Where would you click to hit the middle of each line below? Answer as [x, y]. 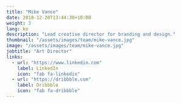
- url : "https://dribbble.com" [51, 79]
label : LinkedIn [38, 68]
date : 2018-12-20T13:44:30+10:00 [49, 18]
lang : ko [17, 29]
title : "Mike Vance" [33, 12]
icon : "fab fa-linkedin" [49, 74]
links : [15, 57]
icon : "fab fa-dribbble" [49, 91]
